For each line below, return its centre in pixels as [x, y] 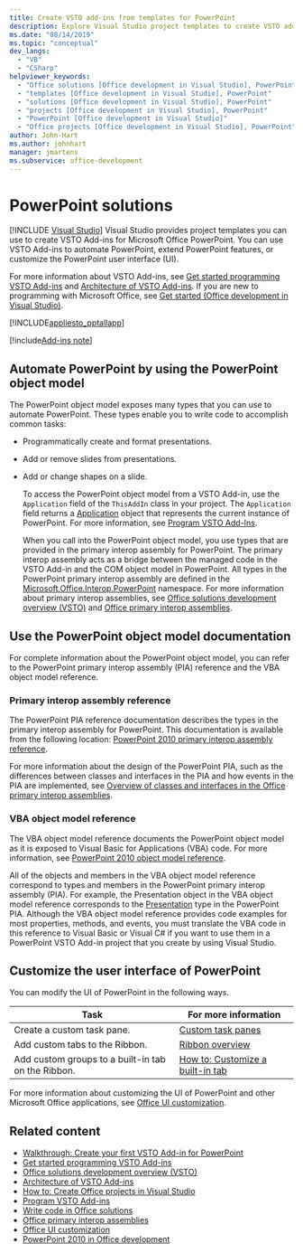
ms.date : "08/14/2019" [52, 34]
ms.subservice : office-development [76, 160]
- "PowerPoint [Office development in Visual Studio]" [123, 118]
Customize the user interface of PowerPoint [135, 971]
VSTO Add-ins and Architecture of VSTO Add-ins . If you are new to [134, 287]
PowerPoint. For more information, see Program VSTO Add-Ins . [140, 523]
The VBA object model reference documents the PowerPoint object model [147, 838]
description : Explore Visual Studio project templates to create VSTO [145, 26]
